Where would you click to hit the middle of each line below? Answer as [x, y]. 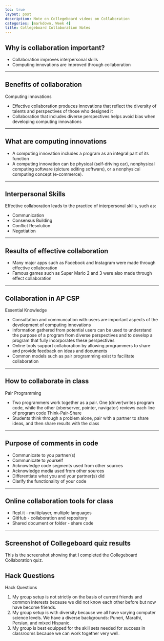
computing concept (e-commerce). [47, 174]
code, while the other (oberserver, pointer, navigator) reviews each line [83, 407]
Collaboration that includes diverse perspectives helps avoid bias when [84, 116]
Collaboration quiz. [24, 560]
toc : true [15, 10]
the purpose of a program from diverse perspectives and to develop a [82, 335]
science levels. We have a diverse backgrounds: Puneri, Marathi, [77, 618]
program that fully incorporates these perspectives [63, 340]
